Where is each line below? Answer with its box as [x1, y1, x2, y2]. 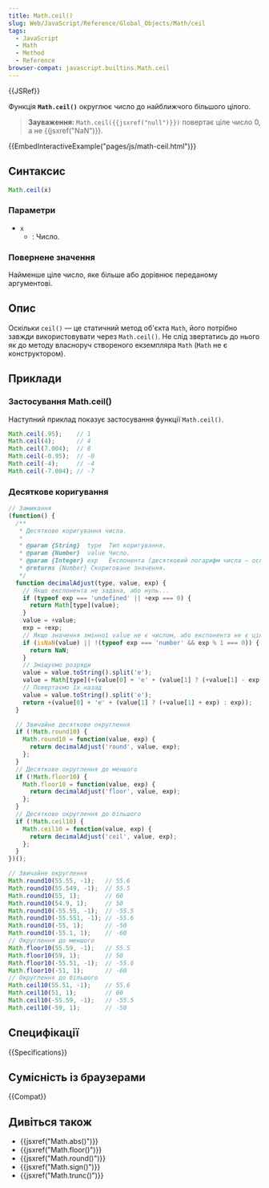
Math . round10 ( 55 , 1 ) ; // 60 [8, 892, 124, 900]
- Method [15, 49, 45, 57]
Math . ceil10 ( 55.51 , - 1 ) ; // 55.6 [8, 982, 130, 990]
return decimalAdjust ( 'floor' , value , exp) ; [29, 788, 181, 796]
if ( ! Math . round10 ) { [15, 728, 88, 736]
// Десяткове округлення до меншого [15, 765, 138, 774]
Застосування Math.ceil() [8, 396, 112, 407]
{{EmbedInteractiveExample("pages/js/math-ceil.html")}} [8, 141, 197, 151]
